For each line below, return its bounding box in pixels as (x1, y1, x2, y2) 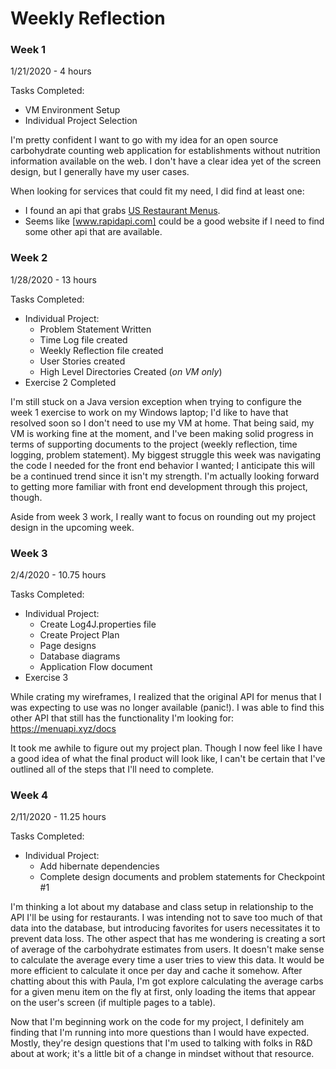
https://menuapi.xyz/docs (10, 723, 117, 735)
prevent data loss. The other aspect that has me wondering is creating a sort (10, 933, 326, 945)
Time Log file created (39, 333, 128, 346)
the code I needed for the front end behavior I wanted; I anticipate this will (10, 459, 315, 471)
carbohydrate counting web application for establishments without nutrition (10, 145, 321, 157)
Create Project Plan (39, 629, 120, 641)
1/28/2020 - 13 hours (10, 273, 97, 286)
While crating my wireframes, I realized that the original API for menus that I (10, 691, 322, 703)
